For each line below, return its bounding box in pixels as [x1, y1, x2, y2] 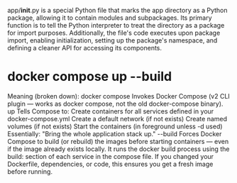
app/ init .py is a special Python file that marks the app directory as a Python [7, 6, 228, 14]
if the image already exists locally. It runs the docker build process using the [7, 145, 230, 153]
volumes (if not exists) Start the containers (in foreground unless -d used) [7, 122, 223, 131]
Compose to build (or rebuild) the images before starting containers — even [7, 137, 229, 145]
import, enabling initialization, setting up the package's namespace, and [7, 36, 218, 45]
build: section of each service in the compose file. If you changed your [7, 152, 214, 160]
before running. [7, 167, 53, 176]
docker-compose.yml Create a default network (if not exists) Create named [7, 114, 228, 123]
